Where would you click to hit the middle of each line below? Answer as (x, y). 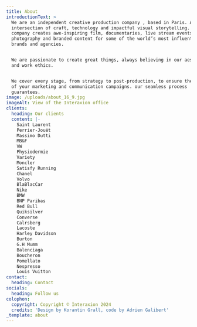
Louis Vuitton (34, 272)
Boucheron (29, 256)
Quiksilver (30, 212)
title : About (22, 11)
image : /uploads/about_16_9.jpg (45, 97)
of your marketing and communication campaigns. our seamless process (99, 86)
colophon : (18, 299)
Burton (25, 239)
